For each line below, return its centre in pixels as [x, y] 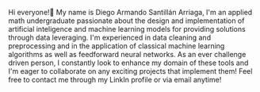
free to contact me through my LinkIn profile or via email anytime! [115, 80]
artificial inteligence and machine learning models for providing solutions [127, 29]
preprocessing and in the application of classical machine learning [117, 46]
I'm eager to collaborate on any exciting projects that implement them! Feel [130, 71]
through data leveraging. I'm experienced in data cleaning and [110, 37]
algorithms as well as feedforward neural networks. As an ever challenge [127, 54]
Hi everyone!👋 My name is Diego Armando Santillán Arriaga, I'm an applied [130, 12]
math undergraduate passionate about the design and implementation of [126, 21]
